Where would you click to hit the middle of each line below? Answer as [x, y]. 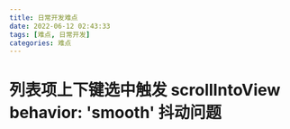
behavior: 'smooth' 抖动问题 [116, 113]
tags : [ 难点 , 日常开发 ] [50, 34]
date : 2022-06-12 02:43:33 [60, 26]
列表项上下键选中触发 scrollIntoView [145, 90]
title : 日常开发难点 [44, 18]
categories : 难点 [41, 43]
